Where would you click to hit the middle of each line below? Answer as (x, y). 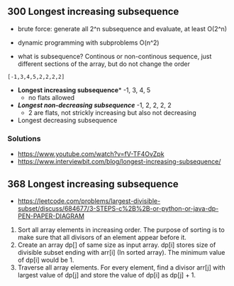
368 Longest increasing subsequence (93, 184)
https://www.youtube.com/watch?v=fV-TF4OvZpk (91, 154)
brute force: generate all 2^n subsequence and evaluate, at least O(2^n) (122, 28)
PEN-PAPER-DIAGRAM (51, 216)
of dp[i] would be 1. (46, 260)
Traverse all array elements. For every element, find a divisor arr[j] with (121, 267)
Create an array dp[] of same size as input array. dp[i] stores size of (117, 245)
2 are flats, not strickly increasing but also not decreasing (112, 112)
